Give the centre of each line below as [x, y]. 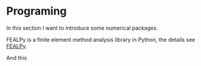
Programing [37, 11]
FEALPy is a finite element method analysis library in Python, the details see [101, 39]
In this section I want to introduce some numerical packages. [82, 28]
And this [17, 58]
